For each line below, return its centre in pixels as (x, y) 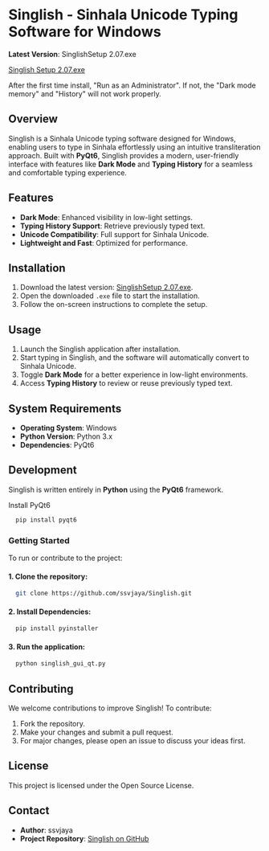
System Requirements (65, 409)
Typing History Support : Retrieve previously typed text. (112, 226)
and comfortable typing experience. (67, 172)
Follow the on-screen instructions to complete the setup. (114, 305)
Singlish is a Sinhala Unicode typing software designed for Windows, (122, 138)
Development (43, 471)
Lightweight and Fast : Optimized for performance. (104, 243)
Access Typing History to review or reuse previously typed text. (126, 383)
